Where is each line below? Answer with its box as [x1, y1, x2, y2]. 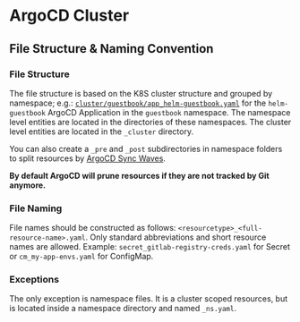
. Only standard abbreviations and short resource [85, 232, 267, 242]
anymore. [9, 180, 47, 191]
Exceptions [9, 274, 60, 286]
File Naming [9, 202, 63, 215]
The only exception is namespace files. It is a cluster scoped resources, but [9, 293, 288, 304]
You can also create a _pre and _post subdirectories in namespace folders [9, 143, 283, 154]
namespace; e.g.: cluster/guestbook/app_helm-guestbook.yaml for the [9, 97, 267, 108]
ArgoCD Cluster [9, 5, 130, 26]
